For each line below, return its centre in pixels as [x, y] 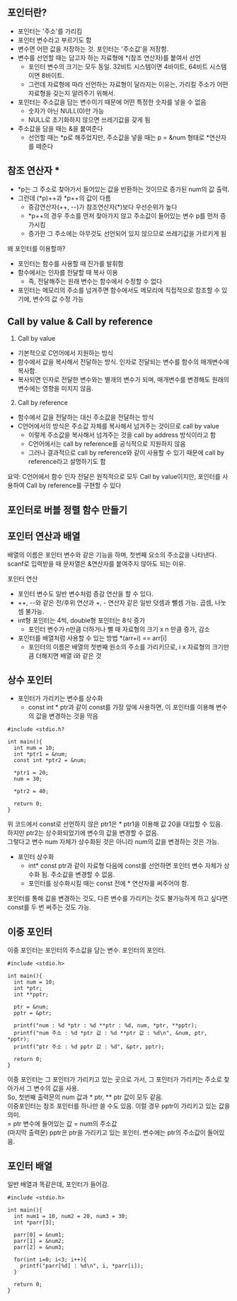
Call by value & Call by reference [80, 322]
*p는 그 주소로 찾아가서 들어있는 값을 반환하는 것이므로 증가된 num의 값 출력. [123, 189]
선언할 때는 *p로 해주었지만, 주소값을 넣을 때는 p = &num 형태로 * [119, 137]
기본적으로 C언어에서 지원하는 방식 [65, 353]
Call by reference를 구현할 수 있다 [74, 485]
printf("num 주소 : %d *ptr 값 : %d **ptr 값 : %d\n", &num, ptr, [110, 1033]
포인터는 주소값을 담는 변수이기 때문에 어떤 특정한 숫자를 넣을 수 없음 [112, 102]
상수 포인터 [30, 680]
